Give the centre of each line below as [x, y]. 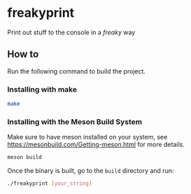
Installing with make [42, 89]
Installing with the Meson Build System [75, 122]
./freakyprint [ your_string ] [50, 183]
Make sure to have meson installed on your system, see [87, 137]
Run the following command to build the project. [76, 71]
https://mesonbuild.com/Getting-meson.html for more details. [96, 144]
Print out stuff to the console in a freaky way [71, 32]
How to [23, 54]
